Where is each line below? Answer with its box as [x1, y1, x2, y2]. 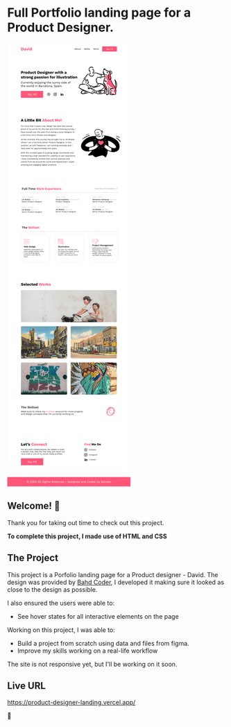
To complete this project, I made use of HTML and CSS [7, 532, 168, 540]
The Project [7, 552, 59, 564]
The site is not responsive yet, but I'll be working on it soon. [7, 660, 178, 668]
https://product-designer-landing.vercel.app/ [7, 699, 136, 707]
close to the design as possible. [7, 585, 98, 594]
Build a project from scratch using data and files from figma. [17, 639, 189, 647]
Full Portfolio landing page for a [7, 5, 191, 21]
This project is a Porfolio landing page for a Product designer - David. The [7, 570, 219, 579]
